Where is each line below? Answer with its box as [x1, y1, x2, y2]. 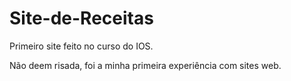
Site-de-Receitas [9, 7, 154, 30]
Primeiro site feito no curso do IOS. [9, 40, 154, 52]
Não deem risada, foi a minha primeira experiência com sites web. [9, 59, 282, 71]
